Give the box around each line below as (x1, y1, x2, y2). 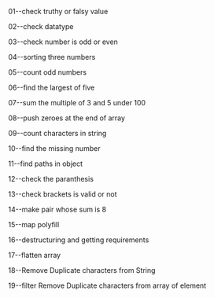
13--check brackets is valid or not (8, 189, 117, 199)
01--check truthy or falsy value (8, 7, 109, 16)
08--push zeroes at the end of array (8, 113, 126, 123)
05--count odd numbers (8, 68, 87, 77)
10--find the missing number (8, 144, 101, 153)
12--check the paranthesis (8, 175, 94, 183)
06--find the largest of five (8, 83, 95, 92)
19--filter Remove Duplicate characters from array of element (8, 281, 207, 290)
